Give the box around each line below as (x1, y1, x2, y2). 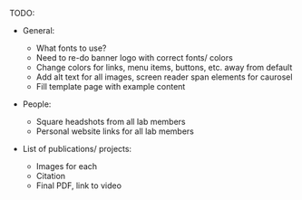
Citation (35, 171, 66, 181)
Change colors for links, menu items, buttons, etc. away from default (35, 62, 293, 72)
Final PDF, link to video (35, 180, 122, 191)
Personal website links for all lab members (35, 126, 195, 137)
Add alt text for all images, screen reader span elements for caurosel (35, 71, 293, 82)
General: (22, 25, 55, 35)
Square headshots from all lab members (35, 117, 186, 127)
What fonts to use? (35, 43, 107, 53)
